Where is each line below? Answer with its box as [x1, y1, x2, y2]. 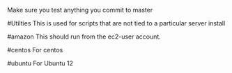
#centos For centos [7, 46, 63, 54]
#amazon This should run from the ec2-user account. [7, 32, 162, 41]
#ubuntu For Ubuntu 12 [7, 59, 73, 67]
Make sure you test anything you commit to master [7, 6, 153, 14]
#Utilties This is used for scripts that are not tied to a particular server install [7, 19, 226, 27]
